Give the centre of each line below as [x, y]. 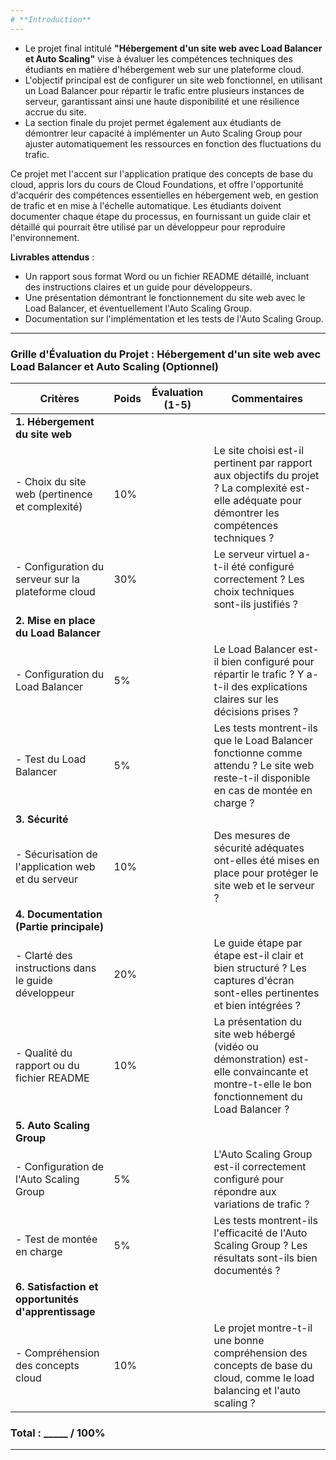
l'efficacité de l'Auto [260, 1233]
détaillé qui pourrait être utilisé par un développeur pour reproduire [148, 227]
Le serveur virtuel [255, 554]
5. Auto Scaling [52, 1125]
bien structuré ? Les [260, 968]
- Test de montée [56, 1239]
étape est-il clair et [258, 955]
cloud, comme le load [264, 1378]
